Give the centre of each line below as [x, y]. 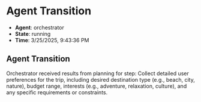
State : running [33, 33]
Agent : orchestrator [40, 27]
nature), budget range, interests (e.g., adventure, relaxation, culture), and [97, 86]
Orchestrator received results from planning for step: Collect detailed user [97, 73]
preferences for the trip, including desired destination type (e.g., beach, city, [100, 79]
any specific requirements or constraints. [57, 92]
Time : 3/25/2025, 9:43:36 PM [52, 40]
